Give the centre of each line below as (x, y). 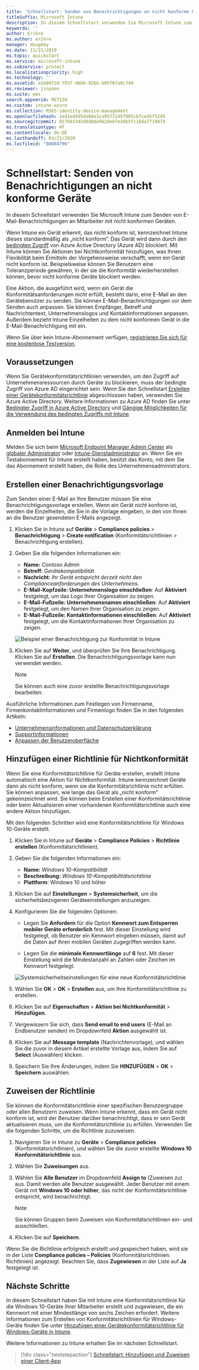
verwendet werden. (38, 663)
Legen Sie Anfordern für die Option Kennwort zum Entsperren (101, 923)
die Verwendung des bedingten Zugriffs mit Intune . (68, 414)
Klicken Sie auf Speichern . (47, 1237)
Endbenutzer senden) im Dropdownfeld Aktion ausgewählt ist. (91, 1031)
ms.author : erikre (29, 39)
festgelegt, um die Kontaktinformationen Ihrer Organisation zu (99, 621)
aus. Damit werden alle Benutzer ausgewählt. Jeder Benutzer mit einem (102, 1184)
